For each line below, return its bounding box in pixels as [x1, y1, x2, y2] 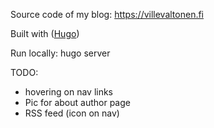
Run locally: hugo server [10, 47, 111, 59]
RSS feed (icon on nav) [24, 107, 120, 119]
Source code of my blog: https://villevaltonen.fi [10, 9, 205, 20]
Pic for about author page [24, 97, 131, 108]
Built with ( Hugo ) [10, 28, 80, 39]
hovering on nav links [24, 86, 114, 98]
